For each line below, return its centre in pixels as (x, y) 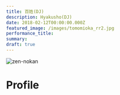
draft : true (21, 45)
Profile (23, 85)
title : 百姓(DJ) (25, 12)
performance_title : (30, 34)
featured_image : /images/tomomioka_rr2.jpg (60, 28)
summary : (17, 39)
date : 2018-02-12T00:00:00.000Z (46, 22)
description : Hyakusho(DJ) (39, 17)
